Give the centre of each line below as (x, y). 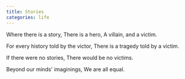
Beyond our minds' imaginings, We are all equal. (66, 69)
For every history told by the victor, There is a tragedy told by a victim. (93, 46)
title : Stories (25, 12)
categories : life (28, 17)
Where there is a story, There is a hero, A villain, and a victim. (82, 34)
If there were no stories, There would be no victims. (70, 57)
